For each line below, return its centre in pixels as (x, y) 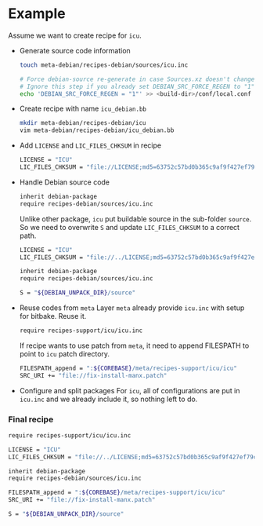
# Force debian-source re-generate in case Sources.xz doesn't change (137, 79)
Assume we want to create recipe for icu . (75, 35)
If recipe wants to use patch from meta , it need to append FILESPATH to (134, 345)
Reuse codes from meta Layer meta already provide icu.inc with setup (132, 308)
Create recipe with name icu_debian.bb (83, 109)
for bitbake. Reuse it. (53, 316)
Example (37, 14)
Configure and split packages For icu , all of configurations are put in (130, 390)
